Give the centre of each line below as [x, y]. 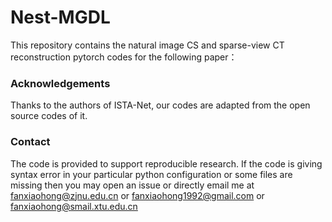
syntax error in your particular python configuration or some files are [151, 174]
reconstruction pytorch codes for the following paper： [124, 57]
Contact [30, 142]
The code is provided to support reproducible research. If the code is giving [166, 163]
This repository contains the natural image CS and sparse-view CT [147, 45]
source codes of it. [49, 116]
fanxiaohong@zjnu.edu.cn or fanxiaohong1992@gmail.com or [137, 195]
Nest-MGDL [60, 17]
